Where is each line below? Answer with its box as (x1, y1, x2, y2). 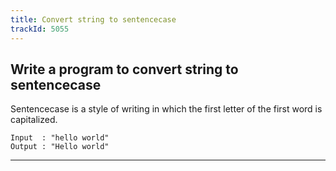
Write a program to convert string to (10, 61, 239, 78)
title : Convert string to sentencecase (10, 14, 177, 25)
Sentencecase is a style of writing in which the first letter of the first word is (10, 103, 323, 115)
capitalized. (10, 114, 58, 126)
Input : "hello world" (10, 133, 110, 143)
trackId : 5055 (10, 24, 70, 34)
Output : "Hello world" (10, 142, 110, 152)
